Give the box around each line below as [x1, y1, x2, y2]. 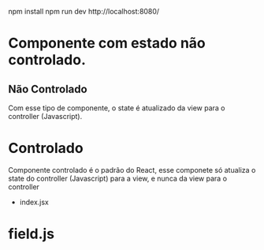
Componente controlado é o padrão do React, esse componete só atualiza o [8, 165, 256, 174]
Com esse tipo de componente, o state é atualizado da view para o [8, 103, 226, 113]
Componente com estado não [8, 35, 206, 52]
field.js [8, 225, 55, 243]
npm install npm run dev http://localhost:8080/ [8, 7, 160, 16]
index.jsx [19, 197, 49, 207]
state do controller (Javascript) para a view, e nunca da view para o [8, 174, 227, 183]
